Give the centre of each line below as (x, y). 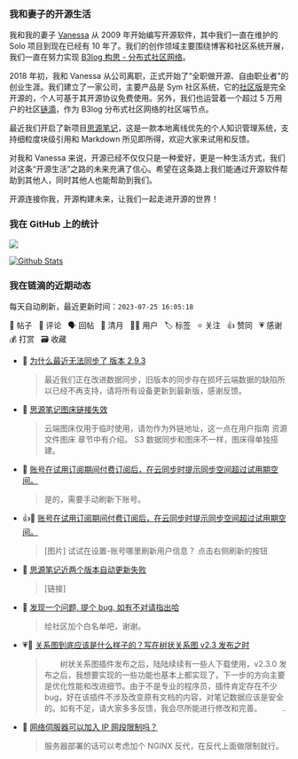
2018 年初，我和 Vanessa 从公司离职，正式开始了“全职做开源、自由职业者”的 (149, 76)
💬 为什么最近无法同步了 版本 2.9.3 (84, 360)
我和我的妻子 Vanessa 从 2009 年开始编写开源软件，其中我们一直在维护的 (144, 35)
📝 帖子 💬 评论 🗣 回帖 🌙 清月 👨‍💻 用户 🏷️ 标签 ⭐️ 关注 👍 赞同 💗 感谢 (146, 325)
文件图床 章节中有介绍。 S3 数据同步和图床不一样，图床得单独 (157, 439)
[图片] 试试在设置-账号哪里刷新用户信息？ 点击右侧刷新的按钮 (156, 551)
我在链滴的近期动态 (50, 286)
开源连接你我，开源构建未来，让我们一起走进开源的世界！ (114, 199)
